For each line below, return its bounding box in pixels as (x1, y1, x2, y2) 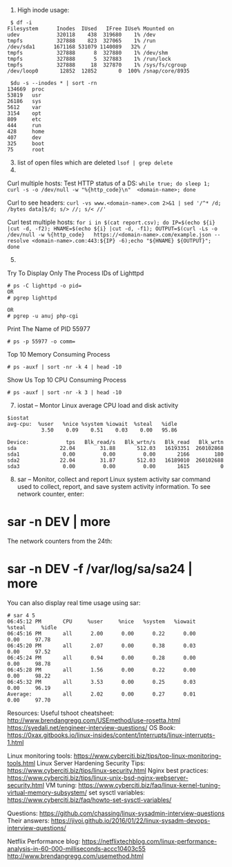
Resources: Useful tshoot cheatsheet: (7, 709, 115, 717)
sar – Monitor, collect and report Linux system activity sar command (17, 475, 211, 483)
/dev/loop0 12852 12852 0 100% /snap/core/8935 (7, 68, 190, 75)
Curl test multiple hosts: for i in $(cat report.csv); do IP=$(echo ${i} (7, 218, 216, 226)
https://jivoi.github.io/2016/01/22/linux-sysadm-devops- (50, 816, 211, 825)
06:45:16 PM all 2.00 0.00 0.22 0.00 (7, 630, 196, 637)
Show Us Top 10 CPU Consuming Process (7, 376, 126, 384)
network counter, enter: (17, 490, 84, 498)
